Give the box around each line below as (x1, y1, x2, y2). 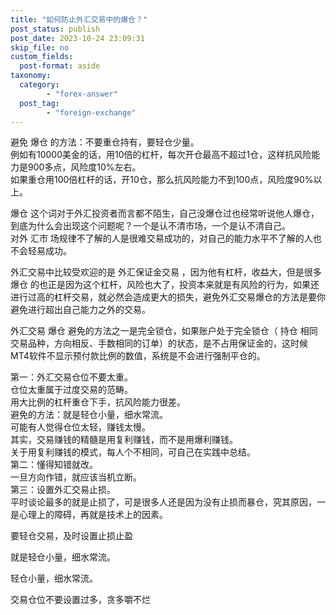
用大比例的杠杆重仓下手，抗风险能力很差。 (10, 396, 186, 408)
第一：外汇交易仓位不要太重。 (10, 371, 133, 383)
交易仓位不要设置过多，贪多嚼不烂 (10, 594, 151, 606)
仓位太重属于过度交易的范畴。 (10, 384, 133, 396)
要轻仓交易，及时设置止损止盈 (10, 530, 133, 542)
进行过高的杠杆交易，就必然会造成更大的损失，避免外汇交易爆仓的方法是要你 (10, 291, 326, 303)
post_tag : (19, 98, 60, 108)
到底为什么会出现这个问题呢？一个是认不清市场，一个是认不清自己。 (10, 220, 291, 232)
